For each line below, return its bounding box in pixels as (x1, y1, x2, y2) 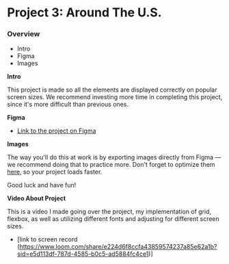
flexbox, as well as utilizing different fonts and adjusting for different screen (7, 215, 220, 223)
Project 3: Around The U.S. (7, 5, 162, 21)
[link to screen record (16, 235, 78, 243)
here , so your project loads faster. (7, 168, 103, 176)
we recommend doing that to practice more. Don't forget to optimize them (7, 161, 215, 169)
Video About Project (7, 194, 66, 202)
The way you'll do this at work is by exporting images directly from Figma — (7, 153, 221, 161)
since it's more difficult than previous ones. (7, 101, 129, 109)
